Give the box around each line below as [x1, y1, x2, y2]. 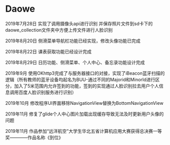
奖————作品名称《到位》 [5, 134, 63, 140]
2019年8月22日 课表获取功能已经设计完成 [5, 48, 92, 54]
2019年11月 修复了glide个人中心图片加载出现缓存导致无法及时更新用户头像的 [5, 110, 164, 117]
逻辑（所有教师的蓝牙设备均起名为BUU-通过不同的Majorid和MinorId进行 [5, 76, 156, 82]
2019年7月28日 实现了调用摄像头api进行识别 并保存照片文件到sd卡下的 [5, 20, 153, 26]
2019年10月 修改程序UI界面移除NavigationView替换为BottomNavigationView [5, 100, 164, 106]
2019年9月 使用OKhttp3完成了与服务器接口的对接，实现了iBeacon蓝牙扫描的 [5, 70, 165, 76]
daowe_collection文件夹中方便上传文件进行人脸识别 [5, 26, 113, 33]
